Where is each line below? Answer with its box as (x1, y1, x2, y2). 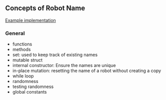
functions (12, 41, 32, 47)
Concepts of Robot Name (5, 4, 85, 12)
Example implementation (5, 17, 56, 23)
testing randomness (12, 83, 54, 89)
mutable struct (12, 57, 43, 63)
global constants (12, 89, 47, 95)
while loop (12, 73, 34, 79)
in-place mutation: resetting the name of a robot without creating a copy (12, 67, 161, 74)
